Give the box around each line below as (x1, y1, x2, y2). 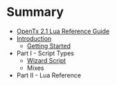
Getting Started (26, 41, 71, 50)
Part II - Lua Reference (16, 70, 81, 79)
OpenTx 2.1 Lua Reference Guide (16, 27, 110, 35)
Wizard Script (26, 56, 66, 64)
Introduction (16, 34, 52, 42)
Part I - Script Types (16, 49, 74, 57)
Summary (6, 4, 64, 20)
